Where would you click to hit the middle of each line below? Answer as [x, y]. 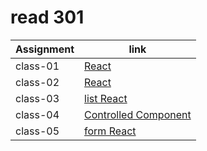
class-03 [37, 98]
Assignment [45, 49]
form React [110, 131]
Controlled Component [138, 114]
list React [106, 98]
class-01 [37, 66]
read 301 [47, 17]
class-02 [37, 82]
